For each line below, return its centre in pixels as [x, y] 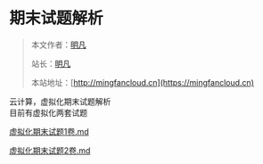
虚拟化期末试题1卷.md [49, 131]
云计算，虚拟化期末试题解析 [60, 101]
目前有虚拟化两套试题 [48, 112]
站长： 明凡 [51, 63]
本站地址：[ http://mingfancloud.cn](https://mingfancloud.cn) [142, 82]
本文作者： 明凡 [58, 45]
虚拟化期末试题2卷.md [50, 150]
